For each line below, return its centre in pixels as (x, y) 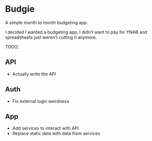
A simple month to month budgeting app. (46, 23)
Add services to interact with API (46, 128)
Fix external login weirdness (41, 101)
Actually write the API (34, 74)
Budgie (20, 9)
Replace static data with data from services (56, 134)
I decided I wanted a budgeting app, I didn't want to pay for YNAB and (76, 32)
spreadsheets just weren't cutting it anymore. (51, 37)
